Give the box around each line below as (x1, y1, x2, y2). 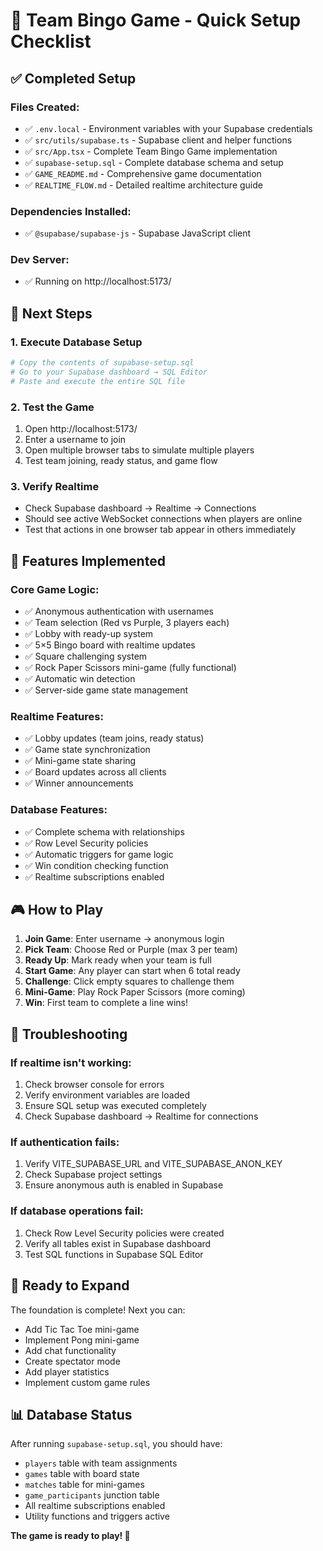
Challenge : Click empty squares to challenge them (24, 975, 235, 988)
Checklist (10, 30, 92, 53)
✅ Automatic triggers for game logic (24, 848, 174, 860)
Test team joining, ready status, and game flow (24, 455, 218, 467)
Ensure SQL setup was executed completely (24, 1100, 207, 1112)
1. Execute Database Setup (10, 335, 143, 349)
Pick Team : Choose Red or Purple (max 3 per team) (24, 944, 238, 956)
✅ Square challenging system (24, 650, 148, 663)
